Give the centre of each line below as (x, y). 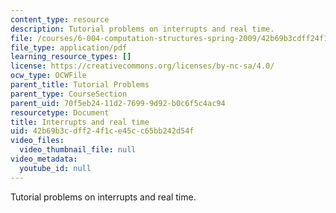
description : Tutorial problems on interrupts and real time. (142, 29)
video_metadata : (44, 159)
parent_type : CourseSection (69, 94)
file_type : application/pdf (69, 47)
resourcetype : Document (60, 112)
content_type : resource (60, 19)
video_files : (37, 141)
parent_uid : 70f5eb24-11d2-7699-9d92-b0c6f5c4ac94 (118, 103)
